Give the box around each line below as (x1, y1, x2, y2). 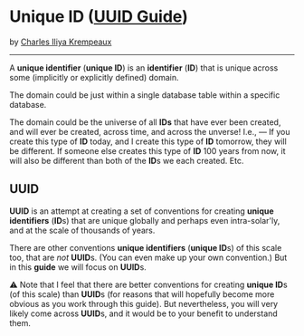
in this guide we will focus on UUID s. (9, 261, 147, 273)
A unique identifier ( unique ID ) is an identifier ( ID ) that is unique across (9, 62, 279, 73)
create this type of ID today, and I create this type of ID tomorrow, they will (9, 136, 287, 147)
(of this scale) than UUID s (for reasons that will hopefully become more (9, 288, 275, 300)
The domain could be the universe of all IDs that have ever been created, (9, 116, 281, 128)
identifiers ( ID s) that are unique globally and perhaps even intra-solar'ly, (9, 215, 280, 226)
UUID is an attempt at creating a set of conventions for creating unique (9, 206, 274, 216)
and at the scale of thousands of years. (9, 225, 156, 235)
